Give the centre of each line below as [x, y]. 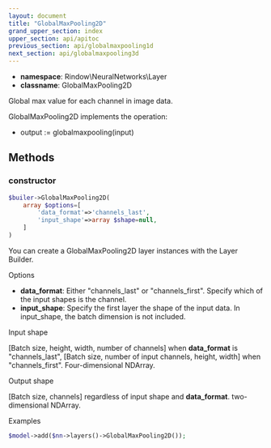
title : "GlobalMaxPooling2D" [57, 23]
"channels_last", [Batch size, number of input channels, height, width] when [135, 356]
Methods [32, 158]
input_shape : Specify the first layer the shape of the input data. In [130, 308]
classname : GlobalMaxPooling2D [76, 85]
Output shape [31, 381]
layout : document [38, 16]
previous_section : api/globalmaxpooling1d [81, 46]
